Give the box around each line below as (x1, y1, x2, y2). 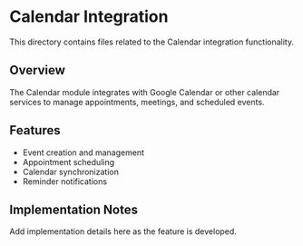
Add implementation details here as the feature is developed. (9, 226, 238, 237)
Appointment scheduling (22, 156, 115, 167)
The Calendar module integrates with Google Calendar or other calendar (9, 86, 280, 97)
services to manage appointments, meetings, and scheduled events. (9, 96, 265, 107)
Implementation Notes (9, 202, 139, 217)
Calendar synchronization (22, 166, 120, 177)
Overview (9, 63, 66, 78)
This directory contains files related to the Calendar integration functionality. (9, 36, 295, 47)
